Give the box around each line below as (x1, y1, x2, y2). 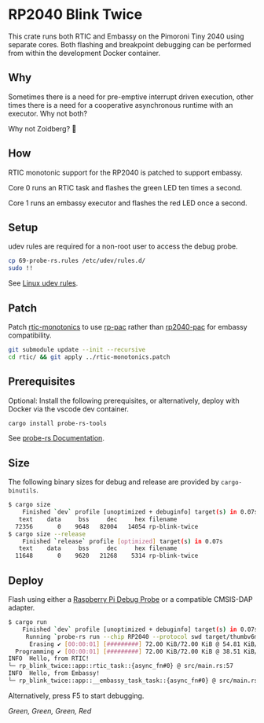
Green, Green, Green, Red (8, 706, 92, 715)
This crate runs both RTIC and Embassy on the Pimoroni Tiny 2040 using (8, 31, 245, 41)
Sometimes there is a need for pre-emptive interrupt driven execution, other (8, 92, 254, 101)
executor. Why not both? (8, 109, 88, 118)
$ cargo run (8, 618, 47, 626)
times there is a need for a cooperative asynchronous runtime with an (8, 100, 233, 109)
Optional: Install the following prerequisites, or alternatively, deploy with (8, 396, 240, 405)
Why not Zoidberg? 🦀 (8, 124, 77, 133)
